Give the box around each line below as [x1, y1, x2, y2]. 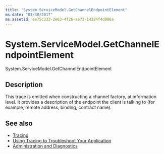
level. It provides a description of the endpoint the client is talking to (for [5, 99, 155, 105]
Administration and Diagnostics [12, 143, 78, 149]
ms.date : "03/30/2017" [5, 12, 53, 17]
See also [5, 119, 33, 127]
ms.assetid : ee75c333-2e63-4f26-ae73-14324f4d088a [5, 17, 114, 22]
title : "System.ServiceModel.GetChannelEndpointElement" [5, 7, 128, 13]
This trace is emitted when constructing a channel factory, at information [5, 94, 156, 100]
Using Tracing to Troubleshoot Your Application [12, 137, 112, 143]
